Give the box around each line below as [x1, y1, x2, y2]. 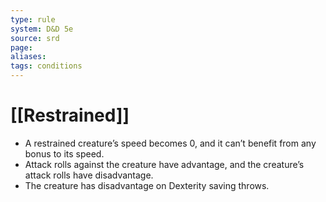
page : [10, 42, 33, 53]
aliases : [10, 52, 47, 62]
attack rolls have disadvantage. [24, 169, 154, 181]
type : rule [10, 14, 56, 25]
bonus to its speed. [24, 147, 105, 160]
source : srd [10, 33, 60, 43]
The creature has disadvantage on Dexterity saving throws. [24, 179, 270, 191]
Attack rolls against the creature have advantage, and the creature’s [24, 158, 305, 170]
